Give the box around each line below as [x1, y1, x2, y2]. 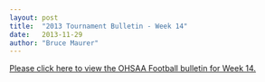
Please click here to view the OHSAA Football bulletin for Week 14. [9, 63, 256, 74]
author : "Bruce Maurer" [9, 38, 99, 48]
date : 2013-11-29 [9, 30, 83, 39]
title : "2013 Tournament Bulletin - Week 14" [9, 22, 188, 31]
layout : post [9, 13, 59, 23]
